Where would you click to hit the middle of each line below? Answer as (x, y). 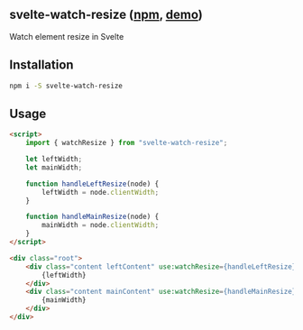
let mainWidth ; (54, 167)
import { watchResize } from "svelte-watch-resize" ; (127, 143)
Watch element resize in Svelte (67, 36)
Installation (41, 65)
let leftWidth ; (54, 160)
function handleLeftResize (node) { (92, 184)
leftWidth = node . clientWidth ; (101, 192)
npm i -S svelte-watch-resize (66, 86)
